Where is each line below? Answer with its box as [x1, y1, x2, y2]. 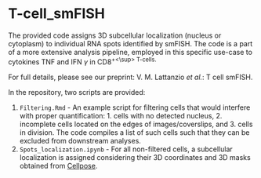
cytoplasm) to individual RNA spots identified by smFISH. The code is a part [8, 38, 253, 48]
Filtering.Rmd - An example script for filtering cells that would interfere [19, 103, 251, 112]
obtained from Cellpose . [19, 161, 98, 170]
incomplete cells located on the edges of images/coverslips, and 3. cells [19, 119, 253, 129]
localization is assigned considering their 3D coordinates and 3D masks [19, 152, 251, 162]
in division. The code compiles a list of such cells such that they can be [19, 127, 250, 137]
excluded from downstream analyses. [19, 136, 141, 145]
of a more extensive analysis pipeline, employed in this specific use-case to [8, 47, 253, 56]
